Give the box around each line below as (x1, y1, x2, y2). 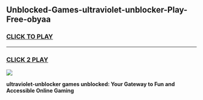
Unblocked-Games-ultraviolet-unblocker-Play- (6, 5, 188, 15)
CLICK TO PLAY (6, 33, 53, 41)
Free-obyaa (6, 15, 51, 25)
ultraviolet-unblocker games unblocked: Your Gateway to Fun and (6, 80, 175, 87)
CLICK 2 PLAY (6, 55, 48, 64)
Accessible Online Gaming (6, 87, 74, 94)
